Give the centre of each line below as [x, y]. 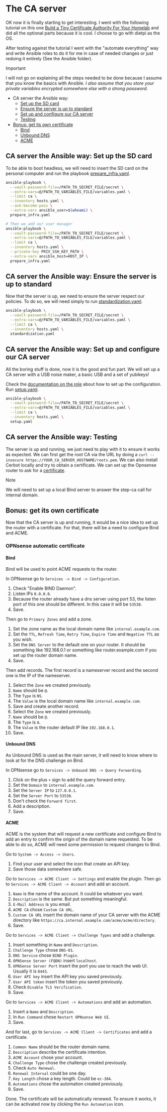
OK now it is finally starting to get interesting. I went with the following [77, 22]
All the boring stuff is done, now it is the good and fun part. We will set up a [83, 369]
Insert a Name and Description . [44, 1011]
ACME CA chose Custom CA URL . [43, 909]
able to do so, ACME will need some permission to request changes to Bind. [83, 844]
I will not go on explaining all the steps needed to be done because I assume [84, 78]
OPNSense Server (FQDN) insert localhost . [55, 960]
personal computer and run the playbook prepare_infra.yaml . [68, 173]
